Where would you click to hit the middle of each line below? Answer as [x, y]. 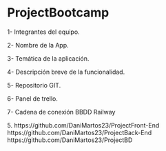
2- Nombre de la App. [38, 45]
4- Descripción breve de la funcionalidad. [66, 72]
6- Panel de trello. [33, 99]
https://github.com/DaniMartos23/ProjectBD [70, 140]
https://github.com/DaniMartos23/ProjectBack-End [80, 132]
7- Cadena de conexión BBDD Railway [61, 112]
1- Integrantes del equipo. [44, 32]
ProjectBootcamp [58, 13]
